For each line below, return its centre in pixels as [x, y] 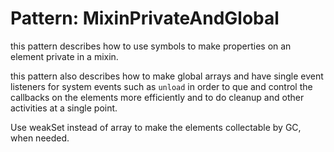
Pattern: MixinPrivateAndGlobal [145, 18]
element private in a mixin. [64, 56]
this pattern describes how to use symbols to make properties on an [151, 46]
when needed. [40, 138]
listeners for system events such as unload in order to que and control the [161, 86]
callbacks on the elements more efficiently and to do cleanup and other [157, 97]
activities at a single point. [64, 108]
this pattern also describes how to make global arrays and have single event [167, 76]
